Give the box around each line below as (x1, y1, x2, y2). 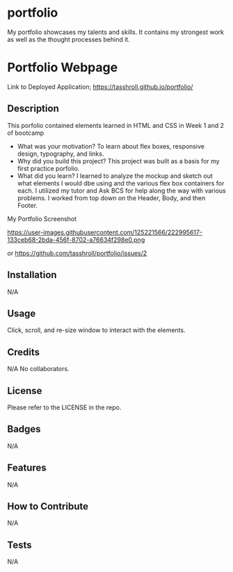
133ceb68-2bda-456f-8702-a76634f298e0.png (7, 235, 145, 244)
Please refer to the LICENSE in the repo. (7, 403, 122, 411)
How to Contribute (7, 500, 89, 512)
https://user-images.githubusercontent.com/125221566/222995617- (7, 228, 203, 236)
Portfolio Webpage (7, 60, 118, 76)
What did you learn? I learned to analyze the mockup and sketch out (17, 172, 214, 180)
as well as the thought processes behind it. (7, 35, 130, 43)
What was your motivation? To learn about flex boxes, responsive (17, 142, 205, 150)
